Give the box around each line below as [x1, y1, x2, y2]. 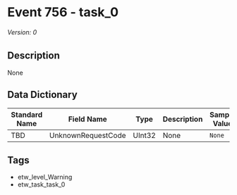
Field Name [68, 114, 107, 124]
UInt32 [133, 130, 157, 140]
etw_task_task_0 [17, 180, 66, 189]
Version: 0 [7, 27, 37, 36]
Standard [11, 110, 43, 120]
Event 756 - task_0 [7, 4, 119, 20]
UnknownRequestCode [49, 130, 126, 140]
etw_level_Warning [17, 173, 73, 182]
